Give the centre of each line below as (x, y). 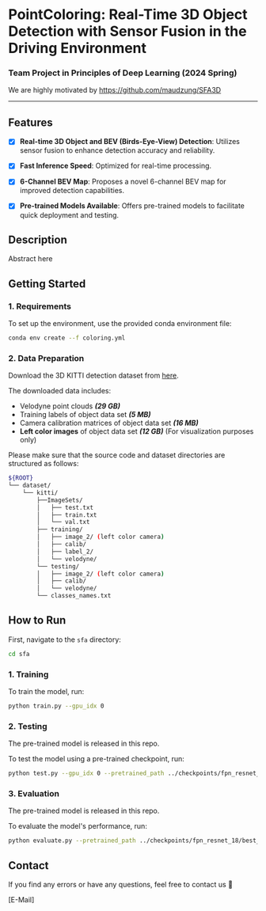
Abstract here (30, 259)
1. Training (28, 674)
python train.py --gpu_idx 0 (56, 706)
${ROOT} (21, 478)
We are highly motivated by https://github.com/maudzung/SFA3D (115, 90)
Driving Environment (78, 48)
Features (30, 122)
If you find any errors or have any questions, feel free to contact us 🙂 (121, 885)
